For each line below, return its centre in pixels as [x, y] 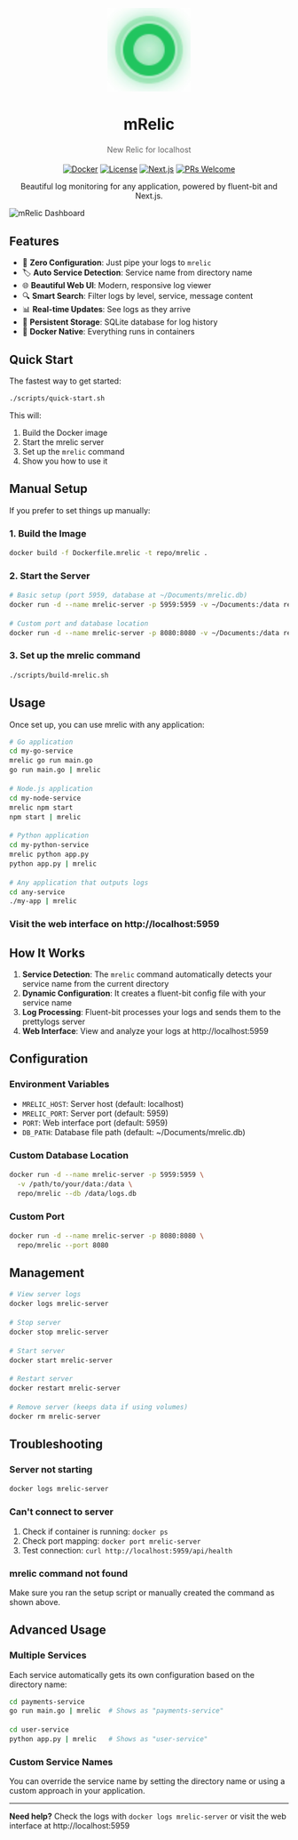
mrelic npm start [41, 807]
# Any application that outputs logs [79, 883]
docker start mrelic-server [61, 1360]
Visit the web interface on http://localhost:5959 [114, 924]
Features [34, 241]
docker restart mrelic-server [65, 1388]
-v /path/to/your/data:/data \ [75, 1184]
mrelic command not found [69, 1573]
